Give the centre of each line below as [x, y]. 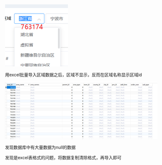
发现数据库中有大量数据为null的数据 [40, 147]
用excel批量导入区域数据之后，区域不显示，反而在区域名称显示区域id [74, 75]
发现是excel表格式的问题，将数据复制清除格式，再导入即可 [63, 157]
